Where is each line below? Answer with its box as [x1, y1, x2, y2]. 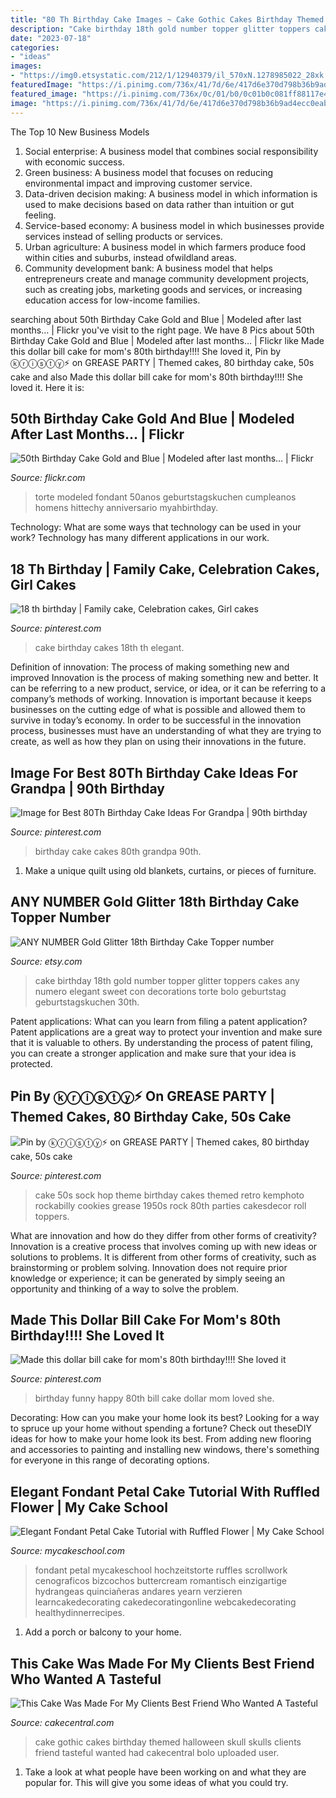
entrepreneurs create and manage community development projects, [24, 272, 310, 285]
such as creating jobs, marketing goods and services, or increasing [24, 283, 303, 295]
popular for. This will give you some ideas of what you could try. [24, 1777, 289, 1788]
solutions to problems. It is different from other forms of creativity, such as [10, 1251, 317, 1263]
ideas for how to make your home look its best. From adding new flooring [10, 1433, 312, 1445]
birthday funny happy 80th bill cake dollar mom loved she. [34, 1392, 275, 1405]
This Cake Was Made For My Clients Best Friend [10, 1655, 315, 1672]
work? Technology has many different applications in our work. [10, 532, 270, 544]
